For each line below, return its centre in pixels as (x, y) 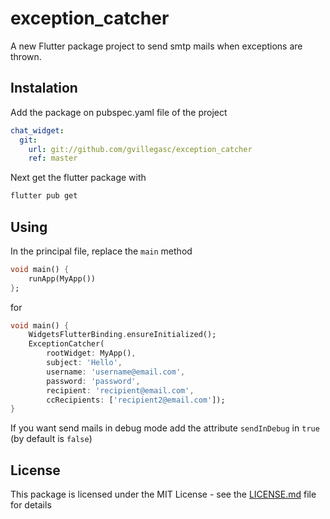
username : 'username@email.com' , (116, 372)
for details (31, 505)
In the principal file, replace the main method (101, 251)
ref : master (53, 158)
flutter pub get (44, 196)
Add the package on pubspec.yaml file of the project (119, 112)
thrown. (26, 56)
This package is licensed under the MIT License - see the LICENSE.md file (163, 494)
